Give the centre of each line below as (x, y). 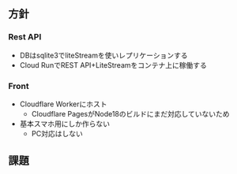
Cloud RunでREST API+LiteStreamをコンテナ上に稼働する (113, 65)
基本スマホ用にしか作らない (65, 124)
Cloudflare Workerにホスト (63, 104)
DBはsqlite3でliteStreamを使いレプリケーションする (103, 55)
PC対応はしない (57, 133)
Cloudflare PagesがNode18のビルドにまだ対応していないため (131, 113)
